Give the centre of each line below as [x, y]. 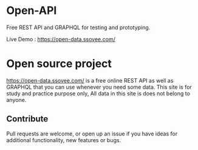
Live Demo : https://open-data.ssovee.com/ [61, 39]
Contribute [27, 119]
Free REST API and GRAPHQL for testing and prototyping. [78, 27]
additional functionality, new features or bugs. [64, 140]
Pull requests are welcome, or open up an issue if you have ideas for [92, 134]
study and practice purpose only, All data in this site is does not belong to [98, 93]
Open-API [32, 11]
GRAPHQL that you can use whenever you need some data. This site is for [99, 87]
